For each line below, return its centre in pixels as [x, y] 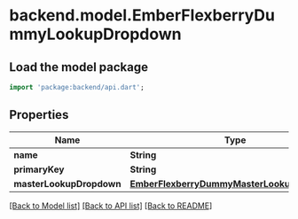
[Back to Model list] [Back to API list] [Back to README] [111, 206]
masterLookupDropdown [67, 184]
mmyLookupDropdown [95, 34]
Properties [39, 115]
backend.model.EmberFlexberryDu [142, 16]
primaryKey [39, 169]
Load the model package [79, 67]
